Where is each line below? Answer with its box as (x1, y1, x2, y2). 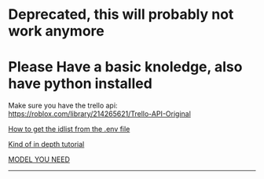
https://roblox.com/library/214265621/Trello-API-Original (8, 109, 191, 119)
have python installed (8, 75, 153, 93)
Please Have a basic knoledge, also (8, 58, 243, 76)
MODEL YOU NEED (8, 155, 71, 164)
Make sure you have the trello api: (8, 100, 118, 111)
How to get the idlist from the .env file (8, 124, 130, 134)
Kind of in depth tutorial (8, 140, 85, 149)
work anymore (8, 22, 104, 40)
